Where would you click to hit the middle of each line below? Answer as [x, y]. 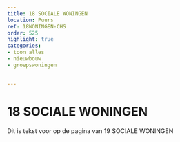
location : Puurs [30, 20]
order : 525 [23, 33]
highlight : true [30, 39]
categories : [24, 46]
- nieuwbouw [24, 59]
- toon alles [26, 53]
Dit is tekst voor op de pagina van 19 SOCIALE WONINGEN [90, 131]
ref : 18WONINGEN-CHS [37, 26]
